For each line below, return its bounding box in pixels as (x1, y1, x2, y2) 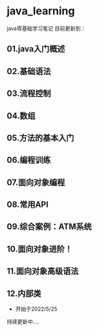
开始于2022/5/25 (15, 305, 58, 312)
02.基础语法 (7, 66, 51, 76)
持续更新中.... (7, 318, 39, 326)
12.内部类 (7, 289, 42, 299)
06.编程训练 (7, 155, 51, 165)
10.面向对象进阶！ (7, 244, 73, 254)
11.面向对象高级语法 (7, 266, 79, 277)
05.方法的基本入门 (7, 133, 74, 143)
